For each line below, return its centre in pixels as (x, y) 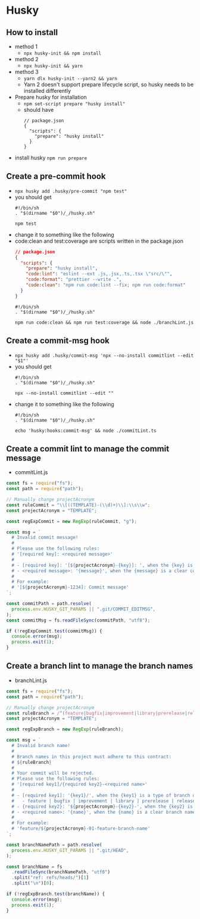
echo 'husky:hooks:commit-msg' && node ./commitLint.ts (85, 431)
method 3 (26, 72)
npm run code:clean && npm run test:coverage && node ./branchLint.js (104, 322)
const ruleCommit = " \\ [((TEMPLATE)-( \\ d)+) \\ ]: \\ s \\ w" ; (78, 505)
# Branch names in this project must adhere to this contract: (91, 757)
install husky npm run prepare (51, 158)
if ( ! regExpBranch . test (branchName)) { (56, 894)
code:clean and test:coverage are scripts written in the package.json (99, 241)
